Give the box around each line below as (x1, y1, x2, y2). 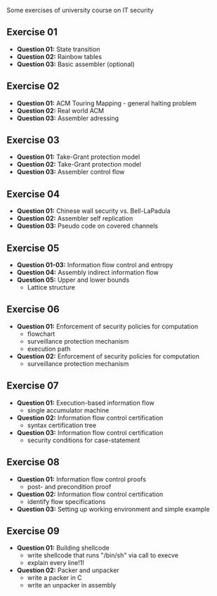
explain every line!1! (27, 559, 85, 567)
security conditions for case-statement (27, 436, 140, 444)
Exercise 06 (6, 304, 60, 316)
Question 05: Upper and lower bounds (16, 276, 130, 284)
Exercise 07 (6, 380, 59, 392)
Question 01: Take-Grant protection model (16, 153, 140, 161)
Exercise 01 (6, 26, 58, 38)
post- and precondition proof (27, 482, 112, 491)
